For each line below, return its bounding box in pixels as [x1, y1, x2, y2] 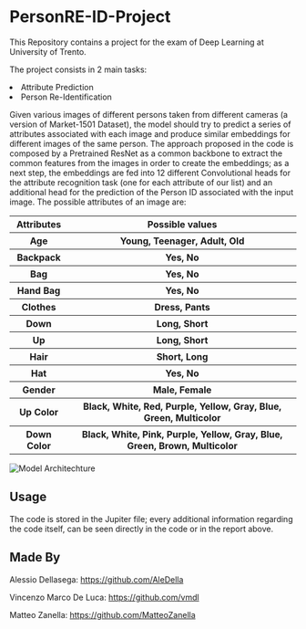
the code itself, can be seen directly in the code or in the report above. [9, 523, 274, 534]
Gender [22, 383, 56, 396]
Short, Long [156, 350, 209, 362]
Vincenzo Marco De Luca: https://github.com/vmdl [9, 592, 199, 603]
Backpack [16, 251, 61, 264]
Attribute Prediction [21, 81, 94, 92]
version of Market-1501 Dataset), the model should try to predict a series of [9, 119, 291, 130]
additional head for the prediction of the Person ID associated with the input [9, 186, 294, 197]
